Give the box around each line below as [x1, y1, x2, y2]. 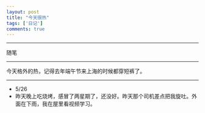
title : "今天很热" [6, 15, 50, 21]
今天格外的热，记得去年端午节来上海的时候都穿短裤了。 [6, 67, 145, 75]
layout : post [6, 9, 40, 15]
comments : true [6, 26, 45, 32]
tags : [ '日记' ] [6, 20, 43, 26]
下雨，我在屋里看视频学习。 [26, 100, 96, 108]
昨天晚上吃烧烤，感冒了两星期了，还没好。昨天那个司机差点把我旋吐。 [15, 92, 192, 100]
